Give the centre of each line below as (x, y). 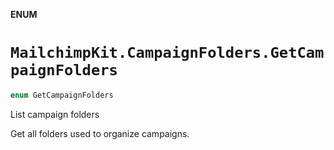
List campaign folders (55, 114)
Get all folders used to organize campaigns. (100, 133)
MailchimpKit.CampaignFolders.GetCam (167, 53)
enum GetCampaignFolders (62, 95)
